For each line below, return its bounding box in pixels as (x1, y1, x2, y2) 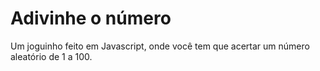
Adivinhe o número (10, 7, 172, 30)
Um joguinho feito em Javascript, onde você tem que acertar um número (10, 40, 310, 52)
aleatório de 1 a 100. (10, 50, 93, 62)
